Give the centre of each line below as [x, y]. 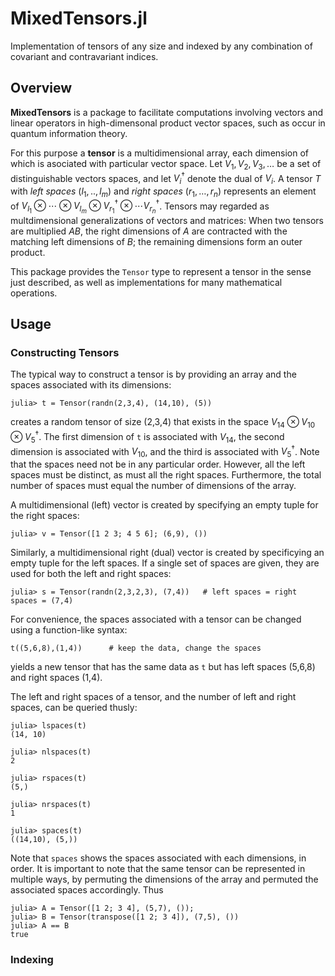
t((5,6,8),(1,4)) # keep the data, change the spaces [136, 648]
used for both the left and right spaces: [91, 573]
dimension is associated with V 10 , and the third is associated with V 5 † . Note [165, 451]
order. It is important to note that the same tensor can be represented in [158, 868]
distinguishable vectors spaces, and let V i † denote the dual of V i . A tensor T [166, 178]
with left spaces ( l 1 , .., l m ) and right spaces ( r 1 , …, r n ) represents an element [163, 192]
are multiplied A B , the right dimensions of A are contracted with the [149, 231]
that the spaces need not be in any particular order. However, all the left [158, 464]
